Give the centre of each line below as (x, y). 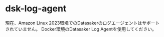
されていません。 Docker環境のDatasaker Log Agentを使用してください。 (81, 29)
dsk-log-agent (36, 9)
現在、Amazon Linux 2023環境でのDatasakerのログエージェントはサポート (83, 23)
